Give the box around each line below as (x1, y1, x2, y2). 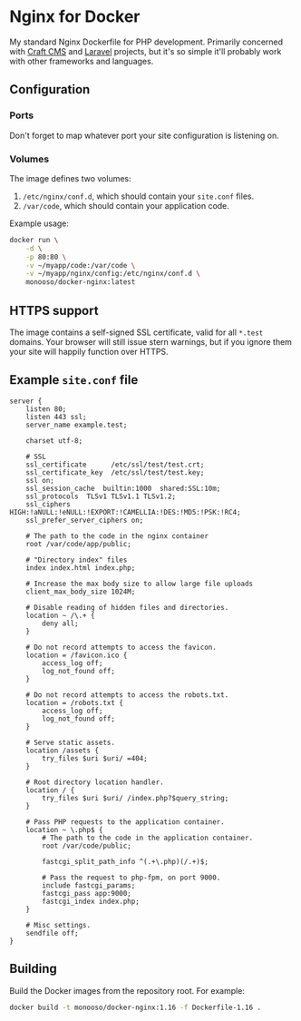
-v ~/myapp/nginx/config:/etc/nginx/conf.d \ (25, 270, 201, 279)
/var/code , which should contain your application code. (22, 200, 229, 211)
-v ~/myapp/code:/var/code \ (25, 260, 136, 270)
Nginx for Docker (9, 6, 141, 27)
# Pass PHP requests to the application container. (25, 817, 225, 827)
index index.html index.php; (25, 563, 136, 573)
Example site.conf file (9, 372, 139, 388)
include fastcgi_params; (42, 880, 136, 890)
